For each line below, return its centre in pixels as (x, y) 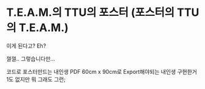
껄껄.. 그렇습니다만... (31, 59)
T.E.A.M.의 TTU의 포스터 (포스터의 (91, 12)
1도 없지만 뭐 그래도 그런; (36, 79)
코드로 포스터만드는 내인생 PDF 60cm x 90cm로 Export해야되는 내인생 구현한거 (102, 71)
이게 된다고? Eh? (26, 46)
